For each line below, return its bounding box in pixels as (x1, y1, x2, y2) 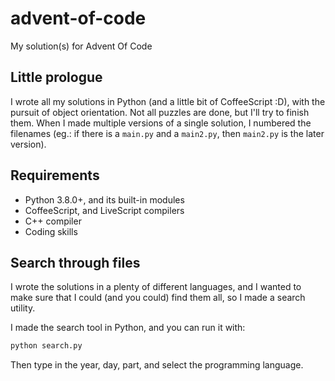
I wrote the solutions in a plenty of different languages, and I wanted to (10, 281, 302, 293)
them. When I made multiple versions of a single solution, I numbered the (10, 117, 312, 129)
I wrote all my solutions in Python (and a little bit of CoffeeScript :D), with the (10, 95, 326, 107)
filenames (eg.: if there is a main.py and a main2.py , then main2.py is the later (10, 127, 325, 139)
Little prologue (10, 69, 103, 86)
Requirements (10, 167, 100, 184)
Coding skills (24, 225, 78, 237)
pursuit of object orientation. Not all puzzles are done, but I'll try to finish (10, 106, 310, 118)
